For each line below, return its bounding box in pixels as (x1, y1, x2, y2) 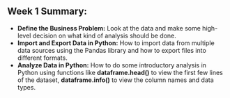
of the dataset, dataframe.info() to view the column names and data (17, 76, 214, 84)
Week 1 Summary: (7, 6, 87, 17)
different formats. (17, 54, 68, 62)
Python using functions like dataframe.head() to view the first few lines (17, 68, 223, 76)
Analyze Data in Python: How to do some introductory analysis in (17, 60, 207, 69)
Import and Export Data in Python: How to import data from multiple (17, 38, 215, 47)
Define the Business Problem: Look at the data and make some (17, 24, 201, 32)
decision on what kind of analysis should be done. (32, 31, 176, 40)
